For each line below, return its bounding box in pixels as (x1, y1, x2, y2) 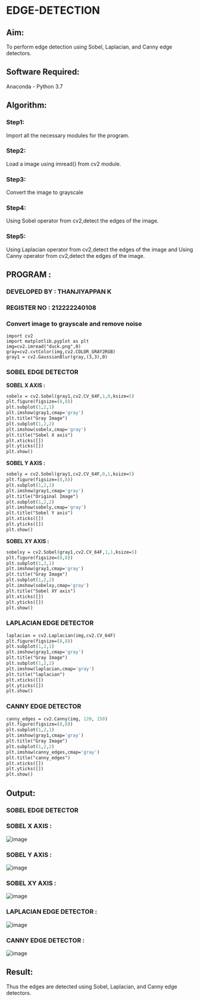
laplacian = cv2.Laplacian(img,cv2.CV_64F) (6, 632, 116, 638)
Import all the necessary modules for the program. (6, 132, 130, 139)
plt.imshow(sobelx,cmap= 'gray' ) (6, 426, 86, 433)
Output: (6, 788, 36, 798)
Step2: (6, 147, 26, 155)
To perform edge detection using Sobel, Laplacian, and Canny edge (6, 43, 173, 50)
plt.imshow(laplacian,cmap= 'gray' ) (6, 665, 95, 672)
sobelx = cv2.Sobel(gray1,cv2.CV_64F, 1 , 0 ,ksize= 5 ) (6, 393, 135, 399)
